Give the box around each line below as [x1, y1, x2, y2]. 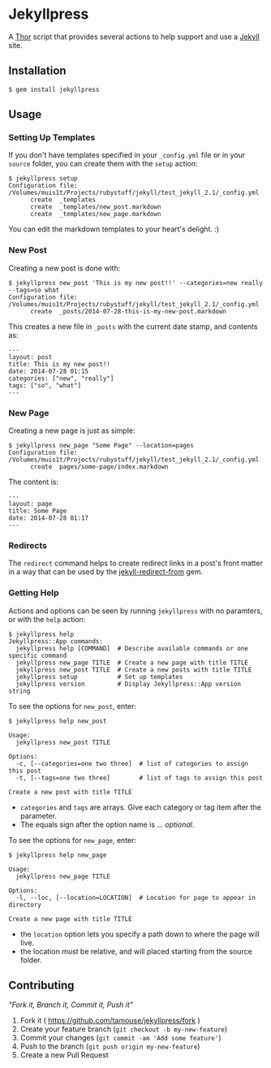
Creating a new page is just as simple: [8, 426, 135, 435]
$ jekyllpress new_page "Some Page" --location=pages [8, 442, 195, 450]
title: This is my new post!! [8, 360, 111, 368]
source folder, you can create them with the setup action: [8, 159, 198, 169]
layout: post [8, 352, 53, 361]
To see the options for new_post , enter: [8, 701, 136, 711]
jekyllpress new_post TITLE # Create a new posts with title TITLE [15, 665, 252, 674]
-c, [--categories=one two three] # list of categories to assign [15, 759, 249, 767]
